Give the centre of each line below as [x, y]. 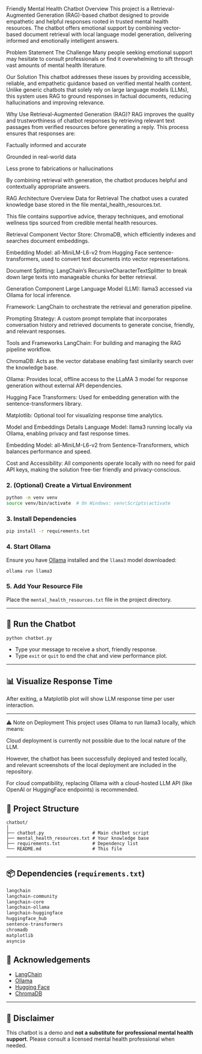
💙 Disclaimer [30, 1018]
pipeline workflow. [29, 349]
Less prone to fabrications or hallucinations [60, 169]
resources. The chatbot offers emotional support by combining [84, 28]
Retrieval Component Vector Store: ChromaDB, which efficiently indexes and [101, 234]
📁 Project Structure [43, 808]
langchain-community [32, 896]
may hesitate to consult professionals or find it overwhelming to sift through [100, 59]
